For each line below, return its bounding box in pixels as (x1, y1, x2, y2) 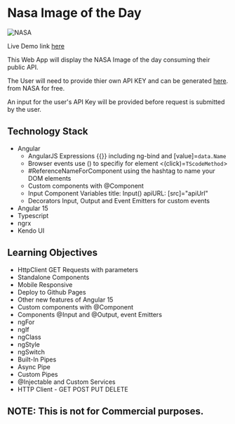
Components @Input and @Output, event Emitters (17, 310, 163, 319)
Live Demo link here (7, 41, 65, 50)
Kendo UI (17, 226, 45, 235)
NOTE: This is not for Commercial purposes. (7, 405, 204, 417)
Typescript (17, 211, 49, 219)
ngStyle (17, 340, 40, 349)
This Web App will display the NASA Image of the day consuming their (7, 55, 210, 64)
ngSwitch (17, 347, 46, 356)
